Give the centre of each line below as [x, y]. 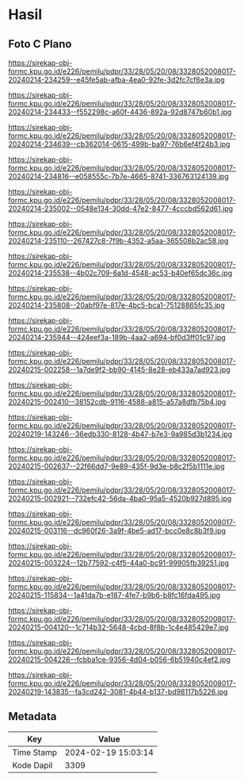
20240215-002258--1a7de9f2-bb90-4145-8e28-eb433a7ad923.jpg [120, 369]
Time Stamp [35, 752]
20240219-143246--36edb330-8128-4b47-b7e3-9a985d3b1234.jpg [120, 434]
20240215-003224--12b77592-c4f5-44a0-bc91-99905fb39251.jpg [119, 563]
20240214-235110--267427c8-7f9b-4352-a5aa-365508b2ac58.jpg [118, 241]
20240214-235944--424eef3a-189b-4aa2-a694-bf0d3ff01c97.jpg [117, 337]
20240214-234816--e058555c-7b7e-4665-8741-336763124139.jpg [118, 176]
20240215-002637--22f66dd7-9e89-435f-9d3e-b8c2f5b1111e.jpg [116, 466]
